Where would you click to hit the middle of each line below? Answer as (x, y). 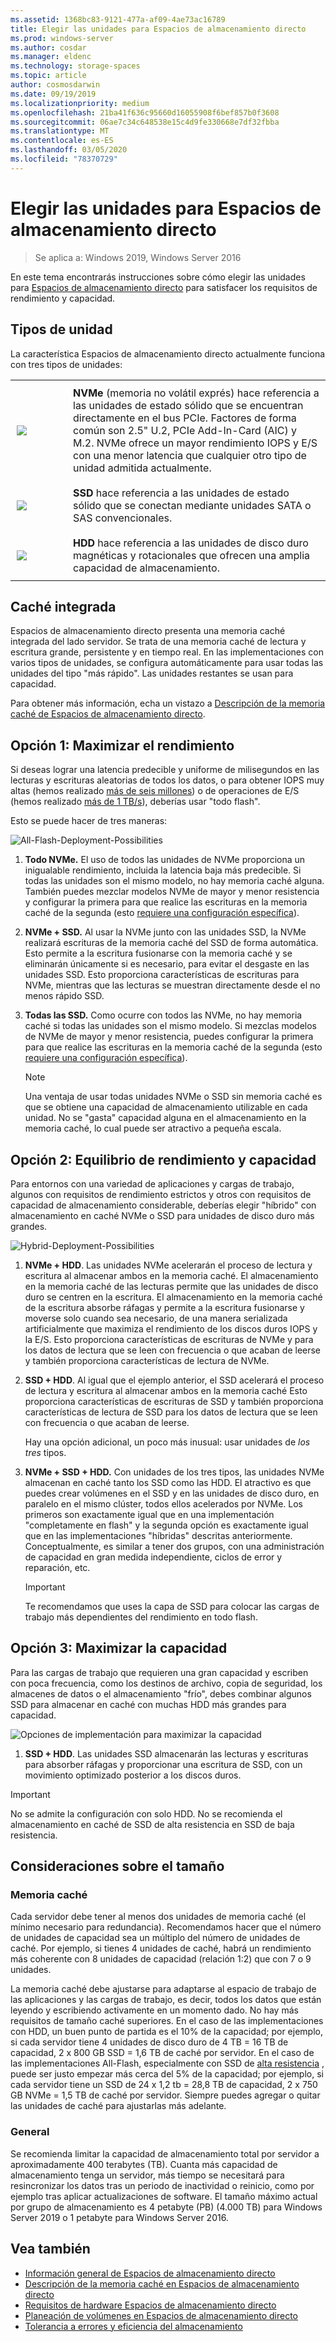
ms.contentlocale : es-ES (62, 141)
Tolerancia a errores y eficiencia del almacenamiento (133, 2326)
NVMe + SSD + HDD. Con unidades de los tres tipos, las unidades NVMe (174, 1472)
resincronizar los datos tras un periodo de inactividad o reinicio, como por (162, 2185)
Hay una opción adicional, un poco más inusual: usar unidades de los (167, 1442)
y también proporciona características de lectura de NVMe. (147, 1360)
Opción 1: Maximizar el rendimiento (122, 745)
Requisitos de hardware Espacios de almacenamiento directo (150, 2305)
